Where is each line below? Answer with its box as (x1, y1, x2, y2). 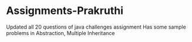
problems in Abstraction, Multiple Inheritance (6, 29, 116, 36)
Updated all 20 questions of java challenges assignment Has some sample (6, 23, 186, 30)
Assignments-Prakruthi (6, 4, 123, 17)
